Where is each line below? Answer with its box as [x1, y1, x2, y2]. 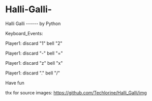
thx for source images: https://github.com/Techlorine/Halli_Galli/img [5, 89, 147, 95]
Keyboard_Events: [5, 30, 43, 36]
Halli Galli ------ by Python [5, 20, 61, 27]
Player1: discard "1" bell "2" [5, 40, 63, 46]
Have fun [5, 80, 24, 86]
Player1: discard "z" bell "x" [5, 60, 63, 66]
